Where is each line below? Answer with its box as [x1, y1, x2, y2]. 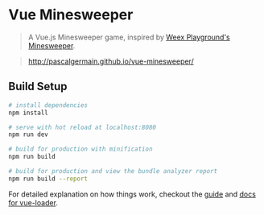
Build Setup [8, 80, 68, 93]
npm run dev [8, 130, 48, 139]
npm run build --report [8, 175, 89, 183]
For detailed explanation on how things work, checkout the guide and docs [8, 189, 256, 199]
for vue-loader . [8, 197, 59, 207]
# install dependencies [8, 101, 89, 110]
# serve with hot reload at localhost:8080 [8, 123, 157, 131]
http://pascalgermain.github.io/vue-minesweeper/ [27, 56, 195, 66]
